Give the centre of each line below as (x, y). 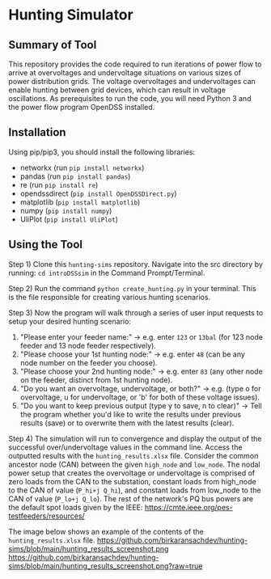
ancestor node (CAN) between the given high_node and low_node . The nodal (134, 464)
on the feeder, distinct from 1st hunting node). (96, 380)
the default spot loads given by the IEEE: (76, 507)
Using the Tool (46, 245)
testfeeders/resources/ (47, 516)
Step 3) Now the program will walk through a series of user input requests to (136, 312)
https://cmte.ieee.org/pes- (188, 507)
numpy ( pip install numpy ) (66, 210)
